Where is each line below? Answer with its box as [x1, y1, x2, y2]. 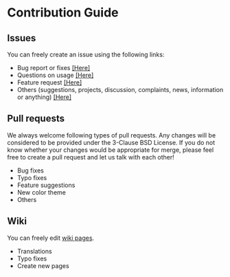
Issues [7, 32, 36, 44]
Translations [16, 247, 53, 255]
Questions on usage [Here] [16, 71, 94, 79]
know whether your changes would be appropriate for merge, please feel [7, 146, 214, 154]
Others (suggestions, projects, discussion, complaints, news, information [16, 86, 224, 93]
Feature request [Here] [16, 78, 82, 87]
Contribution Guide [7, 5, 119, 21]
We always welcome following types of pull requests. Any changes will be [7, 131, 216, 139]
